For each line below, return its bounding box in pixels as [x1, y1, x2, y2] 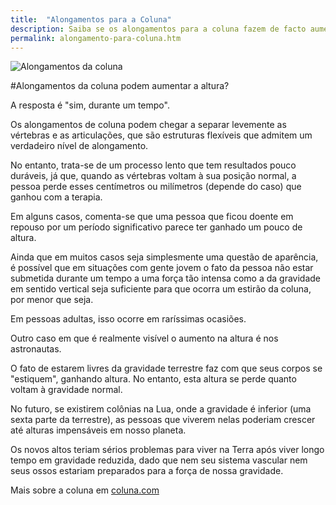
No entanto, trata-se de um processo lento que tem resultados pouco [10, 159, 297, 171]
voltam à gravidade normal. [10, 384, 123, 396]
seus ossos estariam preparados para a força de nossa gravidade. [10, 465, 284, 477]
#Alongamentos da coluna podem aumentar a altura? [10, 80, 230, 92]
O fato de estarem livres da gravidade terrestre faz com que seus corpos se [10, 362, 323, 375]
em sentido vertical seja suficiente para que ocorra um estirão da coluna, [10, 283, 312, 295]
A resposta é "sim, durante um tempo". [10, 99, 170, 111]
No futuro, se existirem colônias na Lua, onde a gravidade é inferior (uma [10, 403, 312, 415]
